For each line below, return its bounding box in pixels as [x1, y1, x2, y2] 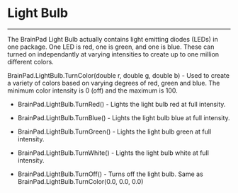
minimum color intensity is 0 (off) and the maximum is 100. [7, 86, 178, 95]
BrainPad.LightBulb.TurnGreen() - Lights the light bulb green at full [17, 127, 212, 136]
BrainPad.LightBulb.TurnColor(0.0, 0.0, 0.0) [17, 177, 144, 185]
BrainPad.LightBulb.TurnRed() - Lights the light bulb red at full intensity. [17, 100, 226, 108]
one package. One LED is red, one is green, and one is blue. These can [7, 42, 215, 51]
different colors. [7, 57, 55, 66]
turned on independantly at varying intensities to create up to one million [7, 49, 220, 58]
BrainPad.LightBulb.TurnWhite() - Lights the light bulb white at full [17, 148, 209, 157]
